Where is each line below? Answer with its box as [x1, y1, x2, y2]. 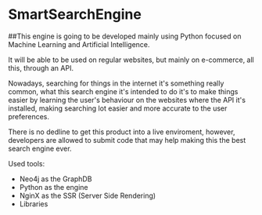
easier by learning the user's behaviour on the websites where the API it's [8, 95, 246, 104]
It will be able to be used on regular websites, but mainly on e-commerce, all [8, 55, 254, 64]
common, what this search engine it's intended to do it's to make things [8, 86, 239, 96]
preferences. [8, 111, 49, 121]
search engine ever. [8, 144, 72, 153]
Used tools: [8, 159, 45, 168]
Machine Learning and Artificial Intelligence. [8, 39, 150, 49]
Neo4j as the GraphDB [19, 174, 92, 184]
